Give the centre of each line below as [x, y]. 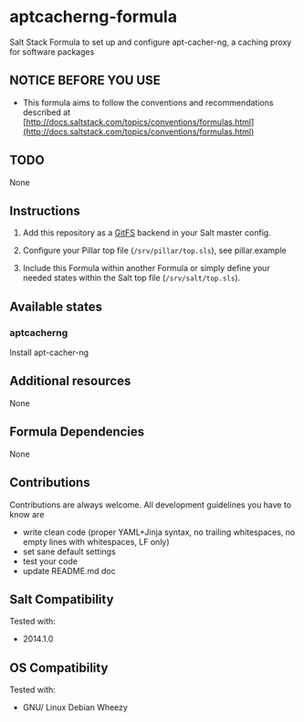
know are [27, 514]
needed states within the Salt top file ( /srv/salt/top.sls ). [131, 278]
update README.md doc [69, 570]
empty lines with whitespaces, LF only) [96, 541]
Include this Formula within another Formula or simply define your [147, 268]
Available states [56, 306]
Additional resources [70, 381]
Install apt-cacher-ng [49, 352]
